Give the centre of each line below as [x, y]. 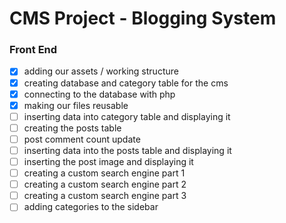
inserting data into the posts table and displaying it [127, 150]
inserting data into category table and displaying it [127, 116]
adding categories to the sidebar [91, 207]
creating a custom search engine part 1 [104, 173]
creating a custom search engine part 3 [105, 196]
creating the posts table [72, 128]
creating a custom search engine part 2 [105, 184]
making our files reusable [76, 105]
